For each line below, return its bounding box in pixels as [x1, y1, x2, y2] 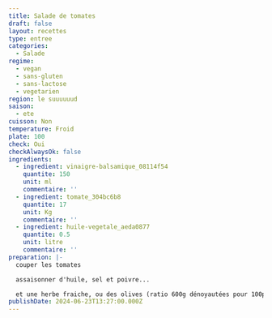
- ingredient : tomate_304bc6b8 [15, 192, 121, 201]
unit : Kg [23, 208, 53, 216]
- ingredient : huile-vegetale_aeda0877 [15, 223, 151, 231]
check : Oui [8, 140, 45, 148]
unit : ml [23, 178, 53, 187]
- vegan [15, 65, 42, 73]
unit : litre [23, 238, 63, 247]
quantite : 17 [23, 200, 67, 208]
